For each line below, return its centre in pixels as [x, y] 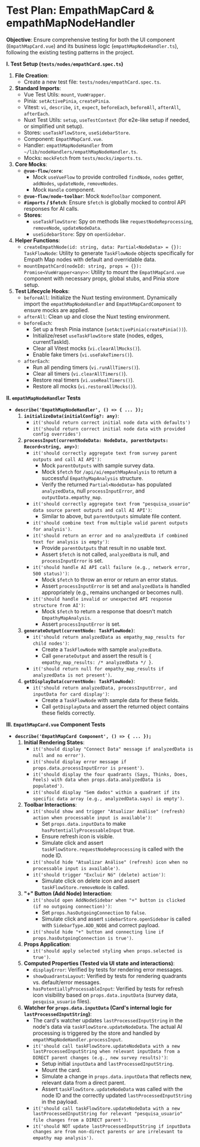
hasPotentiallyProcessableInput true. [88, 830]
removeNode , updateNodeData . [67, 227]
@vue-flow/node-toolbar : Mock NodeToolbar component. [93, 196]
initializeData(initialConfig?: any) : [71, 416]
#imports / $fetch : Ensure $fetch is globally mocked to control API [105, 202]
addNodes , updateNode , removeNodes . [75, 183]
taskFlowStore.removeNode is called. [85, 887]
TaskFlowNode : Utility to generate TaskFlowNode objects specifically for [109, 253]
